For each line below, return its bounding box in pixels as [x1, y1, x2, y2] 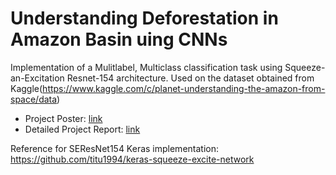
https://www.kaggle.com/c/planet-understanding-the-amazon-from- [42, 82, 326, 94]
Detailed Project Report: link [24, 123, 141, 135]
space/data [10, 93, 58, 105]
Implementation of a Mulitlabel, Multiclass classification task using [10, 61, 283, 73]
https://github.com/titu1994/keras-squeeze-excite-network [10, 153, 255, 165]
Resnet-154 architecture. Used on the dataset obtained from [66, 72, 315, 84]
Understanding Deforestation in [10, 7, 279, 30]
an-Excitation [10, 72, 65, 84]
